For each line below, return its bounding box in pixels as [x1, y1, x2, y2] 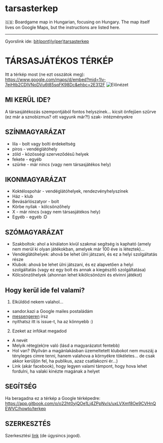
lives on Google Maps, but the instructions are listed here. [5, 24, 120, 30]
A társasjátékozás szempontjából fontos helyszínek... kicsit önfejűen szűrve [5, 109, 156, 115]
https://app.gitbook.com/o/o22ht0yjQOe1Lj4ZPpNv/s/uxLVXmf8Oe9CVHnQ [5, 400, 156, 406]
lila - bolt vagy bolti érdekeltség [12, 141, 76, 147]
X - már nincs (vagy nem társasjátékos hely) [12, 209, 101, 215]
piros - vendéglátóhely [12, 146, 58, 152]
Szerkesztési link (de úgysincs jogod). [5, 432, 81, 438]
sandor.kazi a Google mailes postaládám [12, 308, 93, 314]
